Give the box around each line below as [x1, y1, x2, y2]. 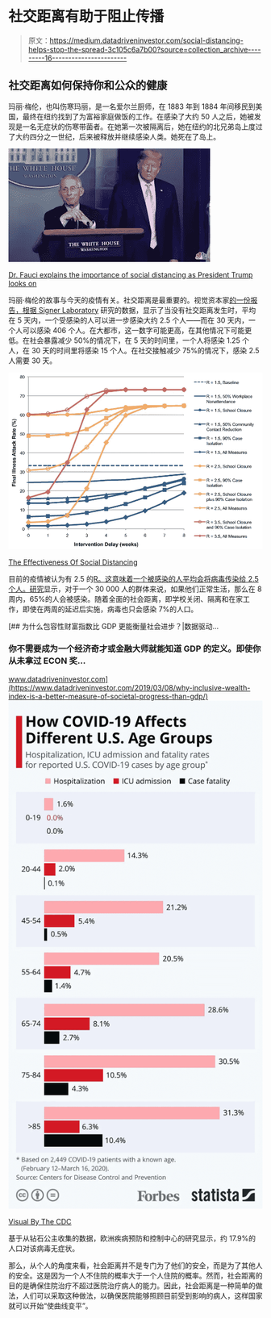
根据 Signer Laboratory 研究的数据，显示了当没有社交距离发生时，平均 [22, 305, 256, 315]
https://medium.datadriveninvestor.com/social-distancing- [49, 35, 244, 45]
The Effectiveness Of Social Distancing [8, 557, 138, 567]
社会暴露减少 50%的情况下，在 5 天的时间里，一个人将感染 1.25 [29, 336, 240, 345]
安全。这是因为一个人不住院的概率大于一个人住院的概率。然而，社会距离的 [15, 1270, 263, 1280]
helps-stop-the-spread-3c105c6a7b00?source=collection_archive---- [27, 44, 261, 54]
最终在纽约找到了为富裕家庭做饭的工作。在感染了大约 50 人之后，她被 [22, 111, 255, 121]
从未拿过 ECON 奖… [8, 655, 86, 666]
